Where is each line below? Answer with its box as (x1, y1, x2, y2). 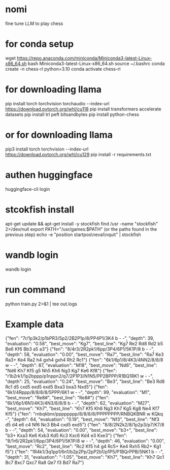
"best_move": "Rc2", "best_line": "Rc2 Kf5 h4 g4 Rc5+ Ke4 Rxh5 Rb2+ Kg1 (5, 444, 161, 450)
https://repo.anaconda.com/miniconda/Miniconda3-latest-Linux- (17, 55, 152, 61)
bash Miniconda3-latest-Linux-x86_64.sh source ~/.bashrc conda (27, 60, 165, 67)
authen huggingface (5, 169, 93, 181)
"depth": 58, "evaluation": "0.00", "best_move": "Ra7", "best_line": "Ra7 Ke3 (5, 351, 164, 358)
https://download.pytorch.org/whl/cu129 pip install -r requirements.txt (5, 151, 151, 157)
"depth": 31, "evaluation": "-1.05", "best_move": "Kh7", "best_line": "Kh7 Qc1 (5, 454, 164, 460)
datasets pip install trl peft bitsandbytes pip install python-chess (5, 111, 140, 118)
